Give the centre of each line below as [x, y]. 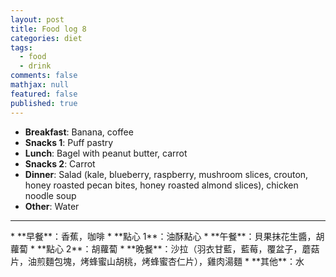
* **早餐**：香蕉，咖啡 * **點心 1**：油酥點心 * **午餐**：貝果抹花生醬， [163, 236]
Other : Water [52, 206]
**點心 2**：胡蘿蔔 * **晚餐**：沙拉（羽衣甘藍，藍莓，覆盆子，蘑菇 [178, 248]
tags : [21, 47]
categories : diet [46, 38]
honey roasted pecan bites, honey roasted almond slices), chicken [161, 185]
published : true [44, 103]
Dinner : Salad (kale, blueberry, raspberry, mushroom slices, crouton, [166, 174]
